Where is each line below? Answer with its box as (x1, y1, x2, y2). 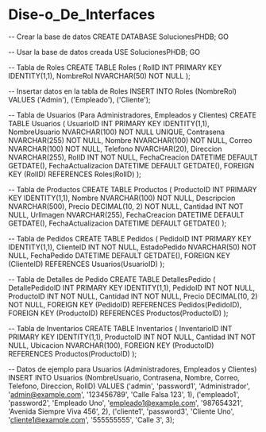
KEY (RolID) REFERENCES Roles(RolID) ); (8, 169, 141, 179)
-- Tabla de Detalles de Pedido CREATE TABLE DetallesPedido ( (8, 274, 216, 283)
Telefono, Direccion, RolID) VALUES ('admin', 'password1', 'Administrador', (8, 381, 250, 391)
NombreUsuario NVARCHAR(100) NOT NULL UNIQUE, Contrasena (8, 127, 225, 137)
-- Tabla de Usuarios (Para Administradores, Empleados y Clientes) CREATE (8, 110, 256, 120)
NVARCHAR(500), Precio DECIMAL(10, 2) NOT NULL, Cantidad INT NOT (8, 201, 244, 211)
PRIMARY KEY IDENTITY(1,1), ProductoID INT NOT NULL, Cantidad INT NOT (8, 332, 256, 341)
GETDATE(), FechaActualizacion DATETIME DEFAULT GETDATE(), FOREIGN (8, 160, 255, 170)
